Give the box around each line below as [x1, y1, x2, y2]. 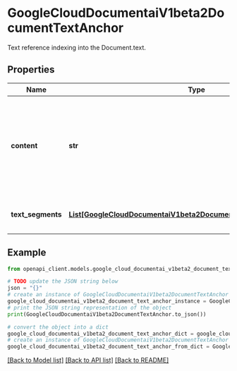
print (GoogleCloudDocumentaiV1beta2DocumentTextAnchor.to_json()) [7, 310, 207, 318]
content [11, 140, 38, 150]
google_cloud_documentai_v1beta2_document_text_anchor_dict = [7, 330, 194, 337]
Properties [7, 63, 55, 75]
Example [7, 247, 47, 259]
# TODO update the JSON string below [7, 278, 119, 285]
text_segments [11, 209, 62, 219]
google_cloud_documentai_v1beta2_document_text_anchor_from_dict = [7, 343, 210, 351]
